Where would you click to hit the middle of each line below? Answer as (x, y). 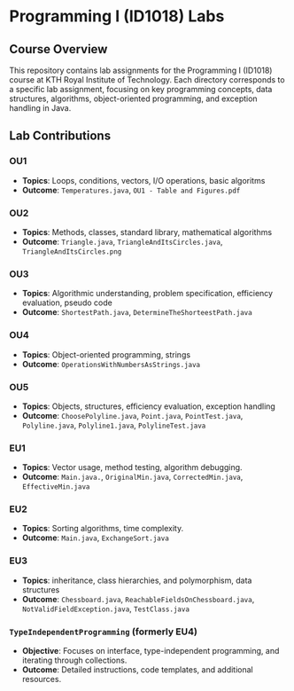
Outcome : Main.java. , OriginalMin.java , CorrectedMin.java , (132, 477)
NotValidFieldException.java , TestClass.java (106, 609)
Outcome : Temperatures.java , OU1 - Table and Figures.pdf (131, 190)
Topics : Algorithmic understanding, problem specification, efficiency (147, 294)
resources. (42, 679)
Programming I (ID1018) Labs (117, 16)
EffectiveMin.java (56, 487)
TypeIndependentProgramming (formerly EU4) (103, 632)
